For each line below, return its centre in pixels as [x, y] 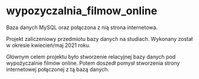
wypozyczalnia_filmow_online [82, 11]
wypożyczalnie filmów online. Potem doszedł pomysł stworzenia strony [93, 63]
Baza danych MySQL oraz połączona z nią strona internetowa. [82, 27]
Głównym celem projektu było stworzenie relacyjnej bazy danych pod [91, 56]
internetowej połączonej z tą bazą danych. [58, 69]
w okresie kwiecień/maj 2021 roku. [48, 45]
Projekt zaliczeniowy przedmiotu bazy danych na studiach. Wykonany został [99, 39]
